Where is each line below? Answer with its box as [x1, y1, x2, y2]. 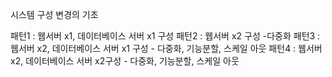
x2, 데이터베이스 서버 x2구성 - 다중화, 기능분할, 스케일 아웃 [10, 55, 240, 67]
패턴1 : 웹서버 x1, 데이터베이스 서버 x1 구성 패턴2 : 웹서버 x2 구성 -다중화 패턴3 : [10, 30, 321, 42]
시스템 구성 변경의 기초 [10, 9, 99, 20]
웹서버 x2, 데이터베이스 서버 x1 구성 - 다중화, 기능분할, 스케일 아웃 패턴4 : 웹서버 [10, 43, 323, 54]
